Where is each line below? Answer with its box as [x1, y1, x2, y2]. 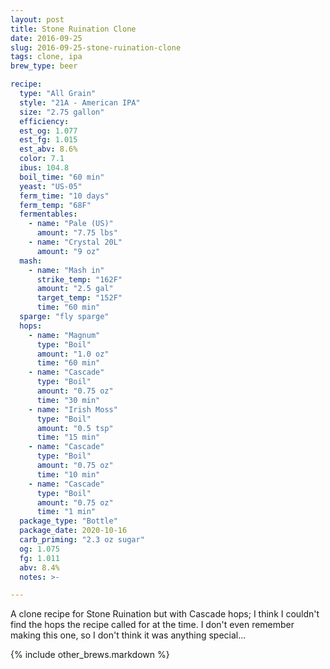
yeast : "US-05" [19, 181, 83, 191]
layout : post [10, 14, 65, 25]
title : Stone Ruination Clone [10, 24, 137, 34]
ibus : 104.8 [19, 163, 70, 173]
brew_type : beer [10, 61, 78, 71]
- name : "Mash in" [28, 265, 105, 275]
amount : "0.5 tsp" [36, 423, 114, 433]
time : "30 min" [36, 395, 101, 405]
